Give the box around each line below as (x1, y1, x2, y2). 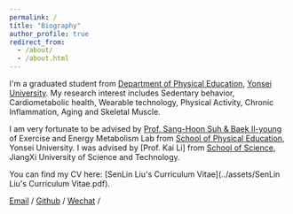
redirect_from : (9, 37, 66, 47)
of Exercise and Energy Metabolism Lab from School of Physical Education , (9, 134, 285, 143)
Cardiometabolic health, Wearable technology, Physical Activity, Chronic (9, 97, 274, 107)
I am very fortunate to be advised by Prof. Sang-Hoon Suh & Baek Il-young (9, 124, 282, 134)
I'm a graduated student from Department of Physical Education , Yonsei (9, 79, 273, 88)
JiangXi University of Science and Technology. (9, 152, 180, 162)
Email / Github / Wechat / (9, 195, 100, 206)
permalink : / (9, 12, 58, 22)
